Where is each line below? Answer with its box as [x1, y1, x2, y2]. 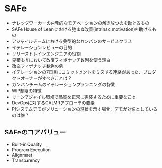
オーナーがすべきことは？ [20, 75, 72, 81]
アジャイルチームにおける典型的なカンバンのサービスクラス [11, 38, 132, 44]
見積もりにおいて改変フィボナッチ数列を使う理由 [11, 57, 111, 63]
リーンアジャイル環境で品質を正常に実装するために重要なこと [11, 94, 136, 100]
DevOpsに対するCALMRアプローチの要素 [11, 100, 95, 106]
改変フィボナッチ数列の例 [11, 63, 64, 69]
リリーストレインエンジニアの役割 [11, 50, 81, 57]
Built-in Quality [11, 141, 42, 147]
